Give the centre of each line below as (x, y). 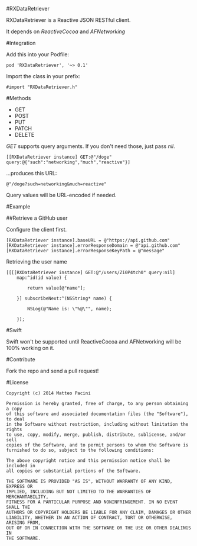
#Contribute (21, 359)
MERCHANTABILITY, (27, 497)
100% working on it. (30, 348)
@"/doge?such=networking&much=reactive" (57, 184)
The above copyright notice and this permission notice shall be (88, 461)
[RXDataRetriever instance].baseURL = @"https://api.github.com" (88, 240)
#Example (18, 206)
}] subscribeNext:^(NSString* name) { (64, 298)
